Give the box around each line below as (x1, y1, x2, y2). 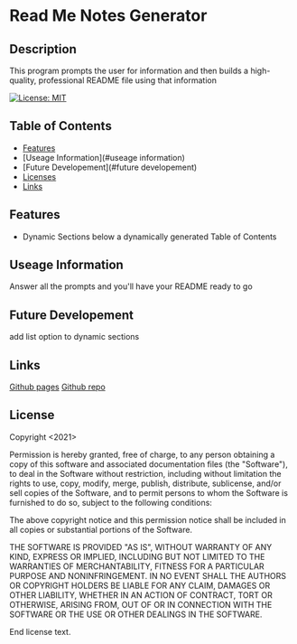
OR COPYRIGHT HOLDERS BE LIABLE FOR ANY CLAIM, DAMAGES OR (9, 580, 271, 591)
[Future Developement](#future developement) (22, 162, 198, 173)
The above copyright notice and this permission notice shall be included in (9, 514, 286, 525)
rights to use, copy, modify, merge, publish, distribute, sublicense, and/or (9, 478, 282, 489)
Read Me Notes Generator (9, 5, 208, 26)
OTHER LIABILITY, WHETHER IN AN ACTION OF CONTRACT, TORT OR (9, 589, 273, 601)
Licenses (22, 171, 57, 182)
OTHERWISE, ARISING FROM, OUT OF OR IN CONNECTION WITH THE (9, 599, 273, 610)
